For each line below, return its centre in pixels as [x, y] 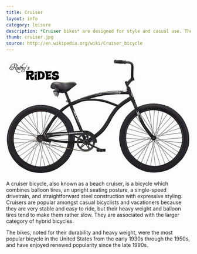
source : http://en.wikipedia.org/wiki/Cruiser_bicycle [74, 44]
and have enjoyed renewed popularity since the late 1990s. [77, 245]
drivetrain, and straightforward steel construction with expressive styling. [94, 196]
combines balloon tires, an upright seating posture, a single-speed [86, 190]
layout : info [22, 19]
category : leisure [28, 25]
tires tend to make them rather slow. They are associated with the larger [93, 215]
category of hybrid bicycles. [40, 221]
